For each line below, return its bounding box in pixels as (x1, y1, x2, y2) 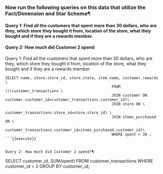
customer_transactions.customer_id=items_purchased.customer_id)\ (5, 127, 145, 132)
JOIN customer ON (111, 93, 148, 98)
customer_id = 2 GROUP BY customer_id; (5, 163, 90, 169)
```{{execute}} (5, 136, 37, 141)
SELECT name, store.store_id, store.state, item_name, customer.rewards (5, 75, 159, 80)
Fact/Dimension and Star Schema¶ (5, 10, 91, 17)
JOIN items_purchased (111, 115, 156, 119)
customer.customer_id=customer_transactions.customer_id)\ (5, 97, 130, 102)
